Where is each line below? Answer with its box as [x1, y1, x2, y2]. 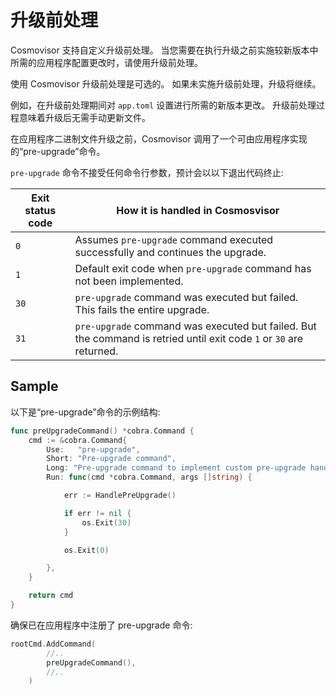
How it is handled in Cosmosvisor [116, 203, 280, 217]
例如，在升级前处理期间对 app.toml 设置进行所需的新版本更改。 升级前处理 [10, 99, 317, 111]
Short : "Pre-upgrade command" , [46, 454, 177, 464]
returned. [74, 344, 119, 358]
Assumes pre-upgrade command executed [74, 232, 274, 246]
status [24, 203, 57, 217]
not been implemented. [74, 274, 184, 288]
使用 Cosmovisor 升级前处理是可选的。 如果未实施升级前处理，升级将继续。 [10, 77, 322, 90]
